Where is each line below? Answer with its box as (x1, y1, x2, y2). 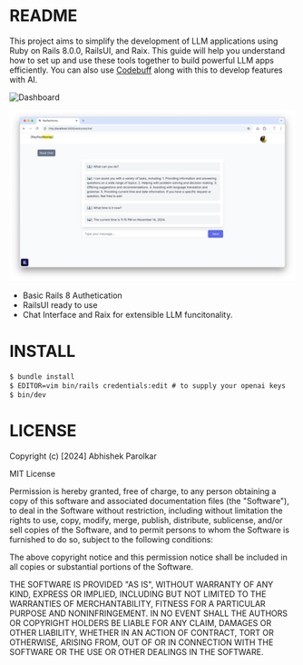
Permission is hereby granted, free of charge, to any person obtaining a (9, 486, 277, 497)
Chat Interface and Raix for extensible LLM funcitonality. (22, 310, 233, 321)
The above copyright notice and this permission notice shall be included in (9, 551, 288, 563)
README (9, 5, 78, 26)
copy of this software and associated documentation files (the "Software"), (9, 496, 290, 507)
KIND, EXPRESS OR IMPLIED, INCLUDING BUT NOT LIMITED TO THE (9, 589, 267, 600)
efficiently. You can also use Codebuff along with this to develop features (9, 65, 283, 75)
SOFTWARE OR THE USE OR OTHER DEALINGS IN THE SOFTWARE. (9, 647, 264, 658)
